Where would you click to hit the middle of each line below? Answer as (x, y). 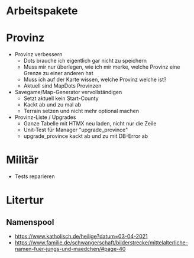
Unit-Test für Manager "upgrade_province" (76, 130)
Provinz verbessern (38, 54)
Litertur (25, 200)
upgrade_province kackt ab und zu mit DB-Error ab (86, 136)
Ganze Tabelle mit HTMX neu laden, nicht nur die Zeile (90, 124)
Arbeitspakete (42, 11)
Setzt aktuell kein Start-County (61, 98)
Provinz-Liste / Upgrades (45, 117)
